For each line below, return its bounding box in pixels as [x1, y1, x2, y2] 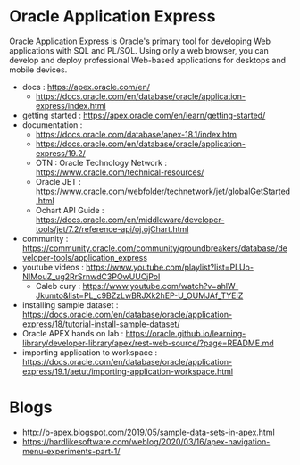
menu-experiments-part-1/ [21, 445, 121, 456]
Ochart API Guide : [35, 204, 104, 215]
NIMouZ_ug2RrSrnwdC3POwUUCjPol [21, 270, 161, 282]
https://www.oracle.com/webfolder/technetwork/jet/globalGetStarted [35, 186, 291, 196]
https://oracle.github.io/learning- [125, 328, 246, 338]
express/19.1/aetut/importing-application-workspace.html [21, 366, 234, 377]
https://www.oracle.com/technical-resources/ [35, 167, 204, 178]
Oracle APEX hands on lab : [21, 328, 124, 338]
